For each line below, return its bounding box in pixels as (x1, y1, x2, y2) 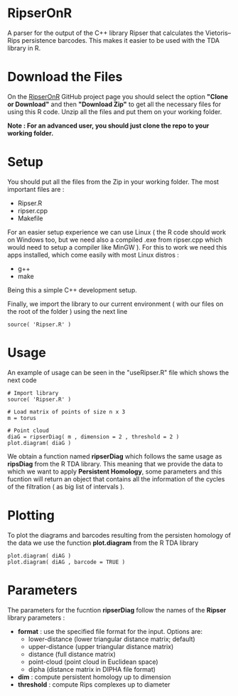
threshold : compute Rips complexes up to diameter (17, 680, 171, 689)
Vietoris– (205, 29, 232, 37)
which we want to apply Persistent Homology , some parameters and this (7, 467, 222, 476)
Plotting (7, 507, 55, 523)
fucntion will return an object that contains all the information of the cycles (7, 474, 225, 483)
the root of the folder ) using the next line (7, 307, 128, 315)
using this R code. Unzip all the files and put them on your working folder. (7, 107, 222, 116)
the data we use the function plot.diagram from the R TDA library (7, 538, 199, 547)
